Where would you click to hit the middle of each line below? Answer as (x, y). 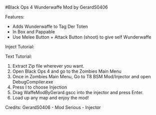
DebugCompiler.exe (33, 82)
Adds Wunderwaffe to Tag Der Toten (50, 26)
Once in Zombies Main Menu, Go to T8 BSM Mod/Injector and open (81, 76)
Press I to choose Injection (40, 87)
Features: (15, 17)
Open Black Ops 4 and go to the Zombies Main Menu (67, 71)
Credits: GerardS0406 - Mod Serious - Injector (53, 107)
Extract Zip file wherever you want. (48, 66)
